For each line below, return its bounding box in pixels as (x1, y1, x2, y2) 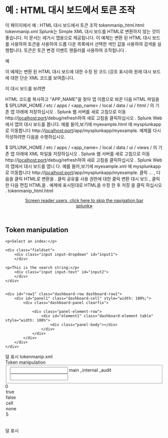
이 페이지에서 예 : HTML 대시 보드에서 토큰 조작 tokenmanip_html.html (5, 22, 144, 28)
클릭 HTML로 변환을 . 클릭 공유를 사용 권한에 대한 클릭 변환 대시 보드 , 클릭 (14, 176, 160, 182)
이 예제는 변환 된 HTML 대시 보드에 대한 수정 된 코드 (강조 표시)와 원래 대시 (5, 68, 151, 74)
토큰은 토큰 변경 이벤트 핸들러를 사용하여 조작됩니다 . (24, 47, 127, 53)
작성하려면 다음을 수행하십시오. (5, 133, 66, 139)
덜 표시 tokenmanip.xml (5, 354, 53, 360)
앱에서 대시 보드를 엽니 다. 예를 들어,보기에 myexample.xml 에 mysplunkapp (10, 163, 161, 169)
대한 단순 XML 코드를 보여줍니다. (10, 75, 75, 81)
